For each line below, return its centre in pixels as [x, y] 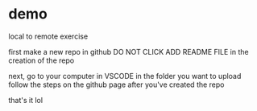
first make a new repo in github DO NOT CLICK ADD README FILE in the [128, 51]
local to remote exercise [48, 36]
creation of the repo [41, 60]
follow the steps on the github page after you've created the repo [116, 84]
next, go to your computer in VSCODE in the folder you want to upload [125, 76]
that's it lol [25, 100]
